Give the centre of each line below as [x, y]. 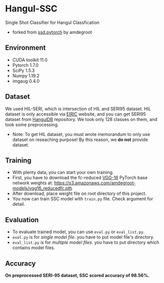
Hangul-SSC [31, 9]
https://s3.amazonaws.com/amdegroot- [95, 183]
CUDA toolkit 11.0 [30, 60]
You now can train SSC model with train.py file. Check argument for [82, 199]
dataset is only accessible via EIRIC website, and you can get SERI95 [76, 114]
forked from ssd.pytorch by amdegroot [52, 32]
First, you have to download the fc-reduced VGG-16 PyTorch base [80, 178]
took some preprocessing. [32, 125]
